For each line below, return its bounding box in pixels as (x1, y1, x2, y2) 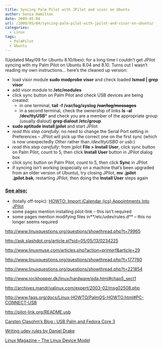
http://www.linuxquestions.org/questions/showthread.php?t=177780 (5, 256, 143, 262)
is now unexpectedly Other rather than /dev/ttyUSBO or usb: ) (12, 138, 135, 144)
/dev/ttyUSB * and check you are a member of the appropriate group (19, 113, 158, 118)
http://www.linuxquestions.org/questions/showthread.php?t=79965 (5, 228, 141, 234)
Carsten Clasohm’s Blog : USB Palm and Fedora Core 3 (5, 318, 116, 324)
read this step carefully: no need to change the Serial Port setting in (12, 128, 149, 134)
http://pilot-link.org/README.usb (5, 309, 71, 315)
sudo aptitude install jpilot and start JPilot (12, 123, 98, 129)
